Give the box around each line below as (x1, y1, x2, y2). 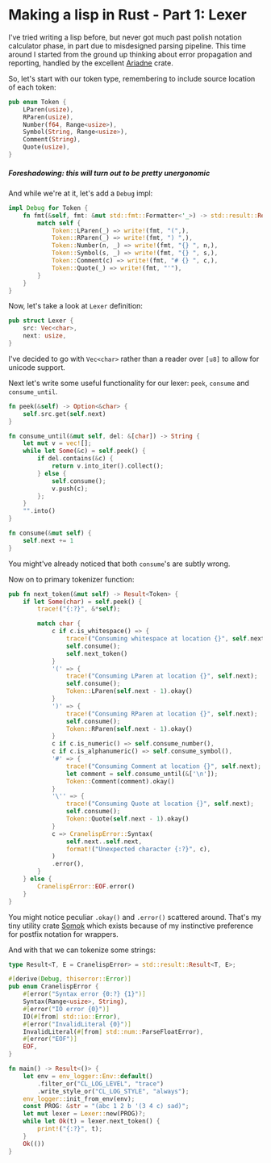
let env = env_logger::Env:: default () (23, 1072, 153, 1080)
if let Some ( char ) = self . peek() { (23, 598, 143, 606)
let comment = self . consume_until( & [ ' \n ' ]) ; (65, 770, 219, 778)
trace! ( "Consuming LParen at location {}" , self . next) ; (65, 672, 258, 680)
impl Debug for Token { (8, 204, 89, 212)
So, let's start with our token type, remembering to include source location (8, 73, 256, 83)
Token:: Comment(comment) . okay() (65, 777, 175, 785)
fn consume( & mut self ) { (8, 529, 92, 538)
